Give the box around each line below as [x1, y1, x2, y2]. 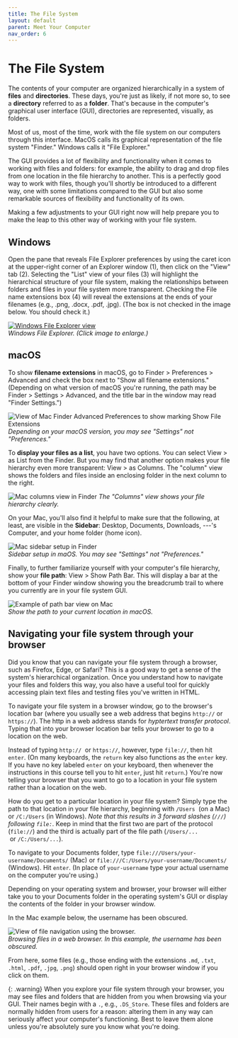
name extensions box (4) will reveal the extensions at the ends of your [8, 293, 213, 301]
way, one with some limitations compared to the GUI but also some [8, 187, 203, 196]
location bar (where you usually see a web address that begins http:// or [8, 709, 223, 718]
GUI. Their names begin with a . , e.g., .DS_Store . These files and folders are [8, 1000, 229, 1008]
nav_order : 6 [8, 30, 47, 38]
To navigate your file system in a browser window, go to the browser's [8, 701, 213, 710]
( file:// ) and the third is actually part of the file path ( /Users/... [8, 827, 198, 835]
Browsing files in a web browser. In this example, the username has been [8, 935, 222, 943]
